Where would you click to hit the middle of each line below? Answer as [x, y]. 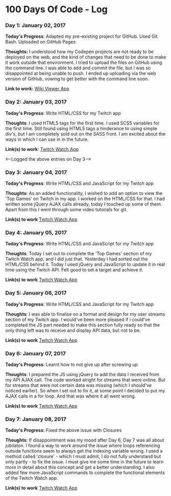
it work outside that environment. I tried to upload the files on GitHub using [84, 63]
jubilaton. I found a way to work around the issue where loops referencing [83, 445]
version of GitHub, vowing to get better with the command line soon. [77, 79]
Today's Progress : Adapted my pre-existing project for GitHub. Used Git [81, 36]
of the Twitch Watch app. [32, 478]
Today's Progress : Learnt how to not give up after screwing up [71, 364]
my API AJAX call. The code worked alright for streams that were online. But [86, 380]
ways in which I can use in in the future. [47, 139]
